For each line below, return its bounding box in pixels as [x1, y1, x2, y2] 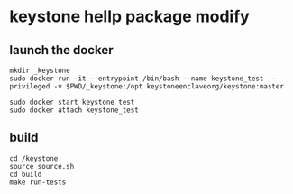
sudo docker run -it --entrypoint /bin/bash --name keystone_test [9, 74, 264, 83]
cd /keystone [9, 153, 59, 163]
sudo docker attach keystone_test [9, 106, 140, 115]
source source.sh [9, 162, 75, 171]
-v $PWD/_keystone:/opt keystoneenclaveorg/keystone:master [53, 82, 284, 91]
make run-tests [9, 178, 67, 187]
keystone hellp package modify [9, 6, 250, 27]
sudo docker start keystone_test [9, 97, 135, 106]
